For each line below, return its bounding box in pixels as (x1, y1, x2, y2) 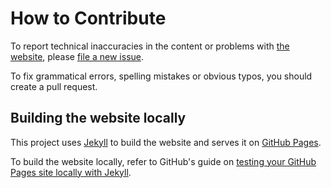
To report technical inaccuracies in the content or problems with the (10, 40, 290, 52)
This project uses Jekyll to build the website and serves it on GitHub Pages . (10, 136, 322, 148)
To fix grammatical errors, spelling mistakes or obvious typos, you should (10, 70, 313, 82)
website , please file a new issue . (10, 50, 145, 62)
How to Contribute (10, 7, 167, 30)
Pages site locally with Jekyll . (10, 166, 132, 178)
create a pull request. (10, 80, 98, 92)
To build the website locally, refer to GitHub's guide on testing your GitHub (10, 155, 317, 167)
